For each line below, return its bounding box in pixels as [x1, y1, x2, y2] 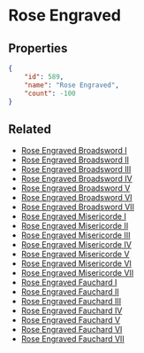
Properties [8, 41, 68, 56]
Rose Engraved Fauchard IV [20, 305, 123, 316]
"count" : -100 [24, 89, 76, 98]
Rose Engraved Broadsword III [20, 164, 132, 175]
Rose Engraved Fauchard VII [20, 333, 125, 344]
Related [8, 122, 52, 137]
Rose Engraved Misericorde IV [20, 239, 132, 250]
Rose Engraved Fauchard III [20, 296, 121, 307]
